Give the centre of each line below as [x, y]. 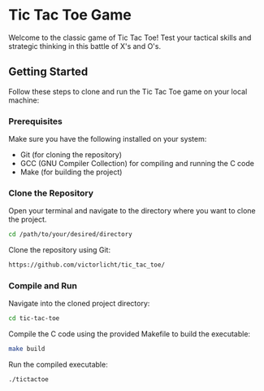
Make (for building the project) [71, 172]
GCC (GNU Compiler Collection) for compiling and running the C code [137, 164]
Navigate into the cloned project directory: [79, 304]
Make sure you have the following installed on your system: [108, 139]
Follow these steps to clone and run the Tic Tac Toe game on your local [128, 91]
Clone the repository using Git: [60, 250]
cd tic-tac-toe [34, 319]
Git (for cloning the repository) [71, 155]
